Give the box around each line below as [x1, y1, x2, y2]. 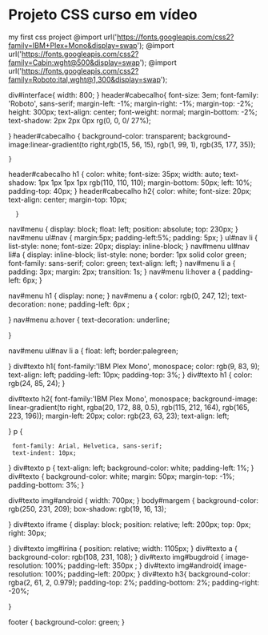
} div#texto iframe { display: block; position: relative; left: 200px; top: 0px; [8, 519, 251, 529]
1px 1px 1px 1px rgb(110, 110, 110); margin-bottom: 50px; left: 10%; [38, 178, 253, 187]
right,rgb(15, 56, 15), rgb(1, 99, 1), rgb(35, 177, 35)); [90, 139, 256, 149]
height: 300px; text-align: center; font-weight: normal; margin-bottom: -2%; [8, 107, 258, 117]
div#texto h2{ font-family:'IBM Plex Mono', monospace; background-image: [8, 394, 258, 404]
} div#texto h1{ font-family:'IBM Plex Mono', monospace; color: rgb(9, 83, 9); [8, 361, 260, 371]
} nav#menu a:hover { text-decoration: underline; [8, 315, 170, 324]
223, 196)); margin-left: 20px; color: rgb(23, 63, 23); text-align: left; [8, 411, 230, 420]
